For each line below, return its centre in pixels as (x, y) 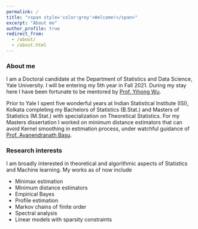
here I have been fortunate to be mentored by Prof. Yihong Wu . (84, 92)
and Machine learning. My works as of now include (69, 170)
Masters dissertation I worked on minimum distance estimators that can (94, 123)
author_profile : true (33, 28)
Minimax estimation (39, 181)
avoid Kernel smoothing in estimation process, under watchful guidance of (98, 129)
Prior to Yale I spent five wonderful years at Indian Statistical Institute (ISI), (98, 103)
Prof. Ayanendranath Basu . (39, 135)
